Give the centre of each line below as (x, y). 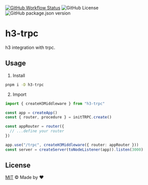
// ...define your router (37, 131)
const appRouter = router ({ (35, 127)
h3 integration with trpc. (30, 47)
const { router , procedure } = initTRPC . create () (59, 117)
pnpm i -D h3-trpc (24, 85)
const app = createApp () (31, 113)
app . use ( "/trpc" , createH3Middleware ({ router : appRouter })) (72, 145)
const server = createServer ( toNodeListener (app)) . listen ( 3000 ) (74, 149)
